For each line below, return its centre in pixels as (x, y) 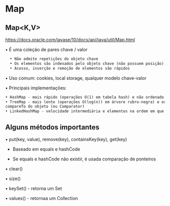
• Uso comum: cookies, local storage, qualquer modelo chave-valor (76, 78)
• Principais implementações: (36, 88)
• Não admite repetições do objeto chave (54, 59)
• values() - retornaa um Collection (42, 198)
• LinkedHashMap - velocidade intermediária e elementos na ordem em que (85, 111)
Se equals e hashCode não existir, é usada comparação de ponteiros (84, 159)
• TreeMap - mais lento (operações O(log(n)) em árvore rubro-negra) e (82, 102)
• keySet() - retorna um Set (34, 188)
